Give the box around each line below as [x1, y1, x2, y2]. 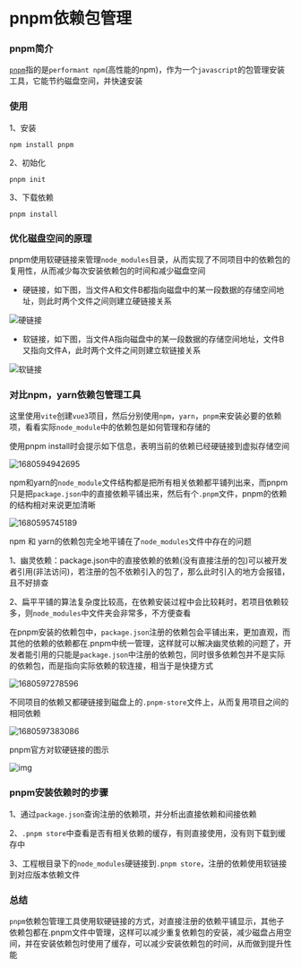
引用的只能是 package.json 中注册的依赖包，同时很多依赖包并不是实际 [32, 649, 285, 660]
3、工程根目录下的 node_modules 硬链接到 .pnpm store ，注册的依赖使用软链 [9, 858, 279, 869]
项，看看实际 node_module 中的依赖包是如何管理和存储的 [9, 422, 211, 433]
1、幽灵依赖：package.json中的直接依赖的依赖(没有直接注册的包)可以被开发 [9, 555, 288, 566]
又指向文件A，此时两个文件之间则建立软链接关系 [21, 345, 202, 356]
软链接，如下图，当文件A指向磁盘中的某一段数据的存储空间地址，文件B [21, 333, 285, 345]
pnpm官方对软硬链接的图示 [9, 745, 109, 756]
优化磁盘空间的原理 [9, 232, 92, 245]
